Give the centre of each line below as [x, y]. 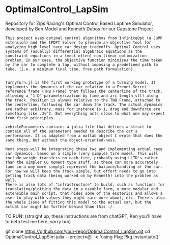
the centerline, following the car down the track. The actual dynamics [84, 104]
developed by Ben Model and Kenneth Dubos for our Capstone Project [79, 28]
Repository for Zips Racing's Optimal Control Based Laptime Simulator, [79, 23]
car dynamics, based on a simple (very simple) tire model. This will [82, 153]
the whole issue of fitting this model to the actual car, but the [78, 202]
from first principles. [31, 118]
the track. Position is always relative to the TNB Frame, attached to [83, 100]
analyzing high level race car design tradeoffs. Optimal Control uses [83, 47]
